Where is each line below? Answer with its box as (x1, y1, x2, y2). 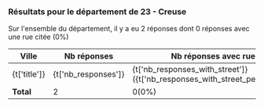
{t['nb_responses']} (53, 69, 125, 80)
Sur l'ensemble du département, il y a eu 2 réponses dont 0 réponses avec (8, 24, 250, 34)
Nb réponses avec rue (170, 51, 255, 62)
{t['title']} (12, 69, 46, 80)
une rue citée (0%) (8, 32, 69, 41)
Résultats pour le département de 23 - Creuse (8, 6, 187, 17)
